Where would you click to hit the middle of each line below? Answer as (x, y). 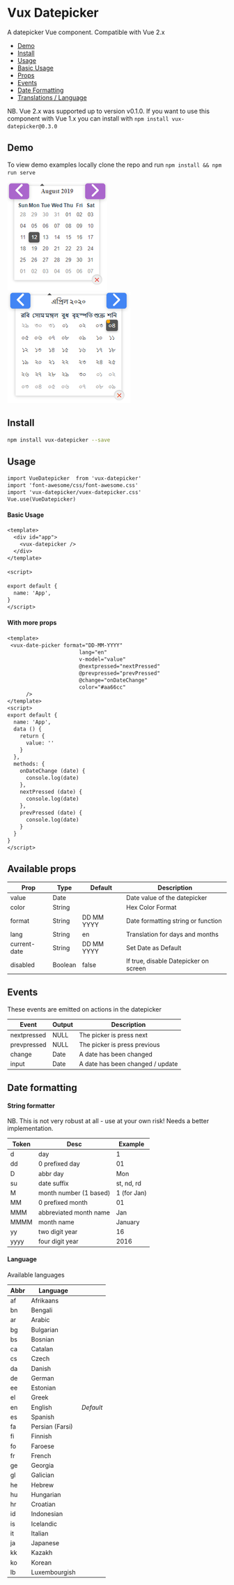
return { (32, 736)
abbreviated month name (74, 1212)
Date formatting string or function (174, 921)
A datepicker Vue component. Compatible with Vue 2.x (86, 32)
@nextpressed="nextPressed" (119, 666)
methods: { (29, 764)
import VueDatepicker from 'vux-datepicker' (74, 479)
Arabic (40, 1320)
